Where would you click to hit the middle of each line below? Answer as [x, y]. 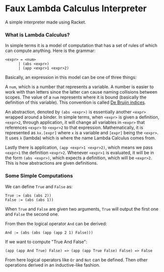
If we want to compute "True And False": [46, 242]
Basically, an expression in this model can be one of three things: [71, 77]
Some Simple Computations [39, 176]
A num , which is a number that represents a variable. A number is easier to [79, 87]
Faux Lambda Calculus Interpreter [76, 9]
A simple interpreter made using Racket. [46, 22]
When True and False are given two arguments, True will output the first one [82, 209]
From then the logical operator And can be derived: [56, 223]
